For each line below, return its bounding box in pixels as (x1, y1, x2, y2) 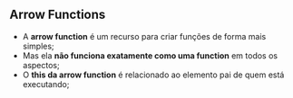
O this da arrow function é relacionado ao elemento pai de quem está (22, 69, 285, 80)
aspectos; (22, 59, 61, 70)
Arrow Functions (9, 7, 106, 22)
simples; (22, 40, 54, 51)
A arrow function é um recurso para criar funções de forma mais (22, 31, 267, 41)
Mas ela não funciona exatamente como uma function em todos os (22, 49, 278, 61)
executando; (22, 78, 70, 89)
